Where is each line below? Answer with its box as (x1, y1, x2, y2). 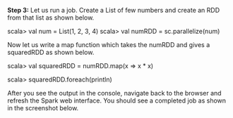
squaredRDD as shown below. (7, 48, 95, 56)
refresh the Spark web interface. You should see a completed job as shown (7, 96, 227, 105)
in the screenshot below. (7, 104, 79, 112)
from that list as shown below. (7, 13, 95, 22)
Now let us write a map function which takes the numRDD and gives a (7, 41, 210, 48)
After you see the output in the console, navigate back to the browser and (7, 89, 222, 97)
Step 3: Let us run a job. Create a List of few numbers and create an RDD (7, 6, 220, 14)
